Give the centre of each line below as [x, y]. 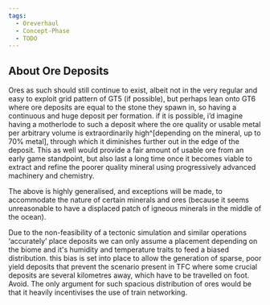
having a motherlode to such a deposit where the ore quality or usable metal [135, 125]
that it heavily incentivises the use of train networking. [98, 293]
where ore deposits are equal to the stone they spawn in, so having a [123, 107]
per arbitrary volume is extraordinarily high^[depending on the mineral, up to [135, 133]
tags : [17, 16]
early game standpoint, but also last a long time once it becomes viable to [131, 159]
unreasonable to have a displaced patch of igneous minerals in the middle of [135, 208]
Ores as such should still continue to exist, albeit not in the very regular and [133, 90]
